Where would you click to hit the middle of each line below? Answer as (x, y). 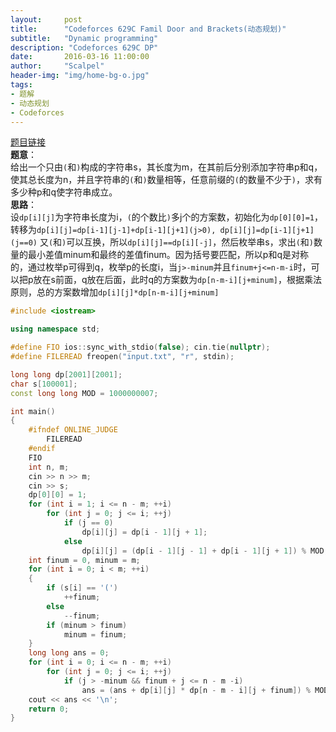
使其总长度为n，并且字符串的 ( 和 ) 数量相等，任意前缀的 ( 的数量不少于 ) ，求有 (166, 180)
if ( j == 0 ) (88, 523)
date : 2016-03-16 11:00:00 (80, 57)
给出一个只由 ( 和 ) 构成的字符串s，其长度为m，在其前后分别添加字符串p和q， (166, 167)
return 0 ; (49, 709)
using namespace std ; (55, 329)
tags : (21, 85)
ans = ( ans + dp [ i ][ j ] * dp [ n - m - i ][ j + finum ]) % (196, 690)
